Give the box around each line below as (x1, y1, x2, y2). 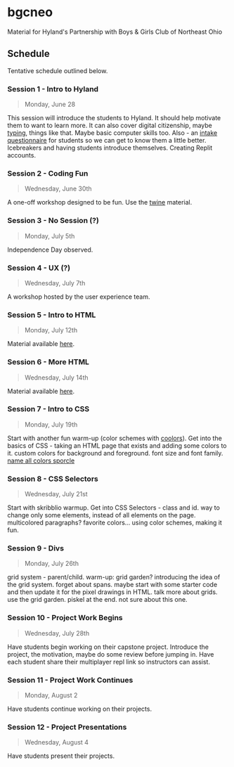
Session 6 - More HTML (7, 357, 90, 367)
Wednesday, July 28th (24, 629, 90, 637)
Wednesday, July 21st (24, 490, 88, 498)
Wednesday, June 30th (24, 184, 93, 193)
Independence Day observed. (7, 245, 93, 254)
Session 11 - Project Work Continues (7, 675, 134, 685)
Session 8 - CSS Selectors (7, 474, 98, 484)
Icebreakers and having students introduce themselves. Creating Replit (7, 143, 213, 152)
